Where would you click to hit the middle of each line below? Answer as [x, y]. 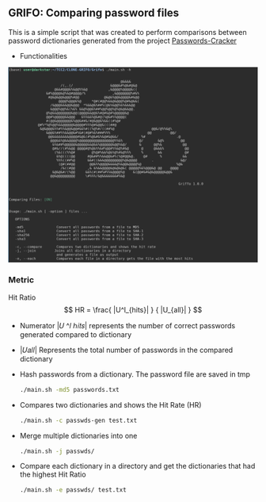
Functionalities [43, 56]
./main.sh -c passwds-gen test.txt [78, 420]
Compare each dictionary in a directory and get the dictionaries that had [137, 466]
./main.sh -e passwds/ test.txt [73, 490]
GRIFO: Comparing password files [94, 13]
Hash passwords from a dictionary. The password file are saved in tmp [135, 374]
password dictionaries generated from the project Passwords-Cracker [123, 40]
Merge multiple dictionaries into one [78, 435]
